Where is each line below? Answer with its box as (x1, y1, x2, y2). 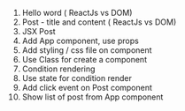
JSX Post (21, 26, 56, 36)
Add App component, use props (21, 35, 139, 46)
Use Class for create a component (21, 55, 148, 64)
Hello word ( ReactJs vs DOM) (21, 8, 133, 18)
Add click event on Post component (21, 83, 153, 92)
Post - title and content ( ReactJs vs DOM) (21, 17, 177, 27)
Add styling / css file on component (21, 45, 152, 55)
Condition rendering (21, 63, 96, 74)
